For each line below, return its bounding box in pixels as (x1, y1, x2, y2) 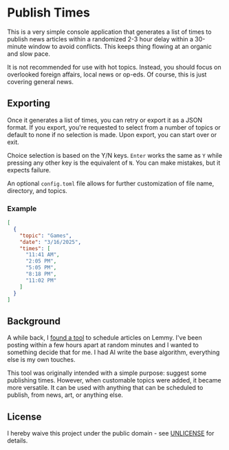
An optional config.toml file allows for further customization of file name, (7, 179, 215, 187)
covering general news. (7, 77, 74, 85)
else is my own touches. (7, 356, 76, 364)
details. (7, 436, 28, 445)
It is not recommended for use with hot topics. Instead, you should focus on (7, 63, 221, 71)
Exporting (7, 98, 50, 110)
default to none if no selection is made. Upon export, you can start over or (7, 130, 217, 139)
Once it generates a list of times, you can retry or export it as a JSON (7, 116, 203, 124)
